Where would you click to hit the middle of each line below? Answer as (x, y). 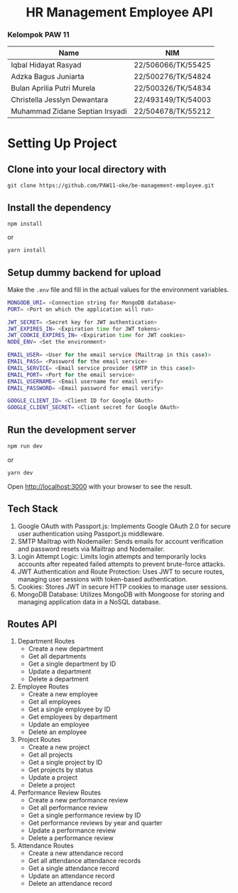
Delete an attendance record (70, 884)
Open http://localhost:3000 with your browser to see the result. (100, 486)
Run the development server (72, 429)
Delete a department (58, 679)
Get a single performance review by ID (85, 815)
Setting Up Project (62, 143)
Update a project (53, 778)
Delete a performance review (71, 838)
